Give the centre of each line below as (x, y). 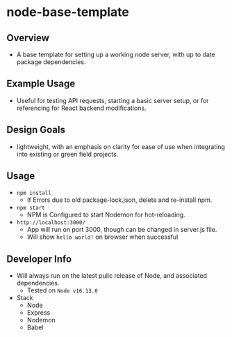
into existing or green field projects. (67, 154)
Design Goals (36, 130)
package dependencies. (51, 62)
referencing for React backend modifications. (81, 108)
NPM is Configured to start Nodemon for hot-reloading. (106, 215)
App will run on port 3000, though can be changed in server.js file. (122, 230)
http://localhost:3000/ (51, 223)
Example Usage (41, 84)
